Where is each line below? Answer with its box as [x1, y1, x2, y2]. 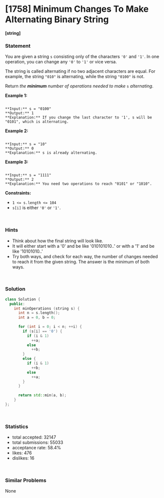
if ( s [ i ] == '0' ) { [23, 328, 63, 334]
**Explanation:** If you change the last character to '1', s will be [5, 115, 152, 120]
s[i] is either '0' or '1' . [12, 205, 61, 211]
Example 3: [5, 159, 28, 165]
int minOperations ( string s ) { [14, 306, 80, 311]
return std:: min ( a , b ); [18, 393, 67, 398]
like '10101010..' [12, 248, 43, 254]
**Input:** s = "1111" [5, 173, 51, 178]
